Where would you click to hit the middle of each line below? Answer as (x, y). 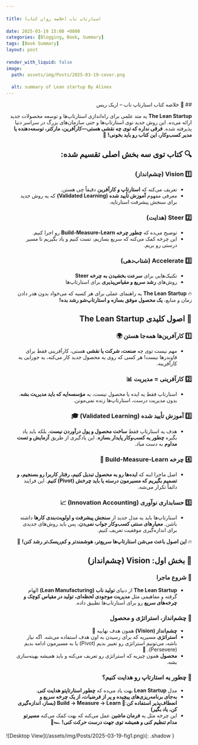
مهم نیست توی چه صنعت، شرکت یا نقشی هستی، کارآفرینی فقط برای (101, 351)
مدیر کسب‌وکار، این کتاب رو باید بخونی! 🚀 (147, 135)
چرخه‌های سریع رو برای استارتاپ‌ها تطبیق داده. (126, 602)
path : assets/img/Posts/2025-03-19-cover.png (68, 75)
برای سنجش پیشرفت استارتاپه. (143, 202)
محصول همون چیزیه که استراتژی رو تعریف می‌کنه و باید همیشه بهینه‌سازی (97, 656)
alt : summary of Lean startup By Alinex (62, 87)
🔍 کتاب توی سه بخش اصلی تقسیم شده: (126, 154)
